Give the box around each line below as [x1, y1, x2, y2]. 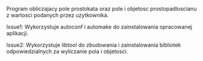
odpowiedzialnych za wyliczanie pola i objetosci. [6, 48, 129, 55]
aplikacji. [6, 30, 29, 37]
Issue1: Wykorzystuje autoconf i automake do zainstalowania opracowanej [6, 24, 193, 30]
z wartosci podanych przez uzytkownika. [6, 11, 109, 19]
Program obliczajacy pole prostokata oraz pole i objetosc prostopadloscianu [6, 5, 197, 12]
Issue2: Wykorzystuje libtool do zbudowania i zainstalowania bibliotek [6, 42, 181, 48]
